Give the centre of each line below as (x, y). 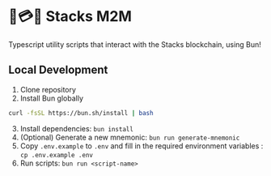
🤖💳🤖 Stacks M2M (70, 17)
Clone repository (48, 89)
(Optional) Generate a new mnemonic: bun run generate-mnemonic (130, 137)
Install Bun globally (51, 98)
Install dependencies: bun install (76, 128)
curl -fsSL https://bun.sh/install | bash (81, 113)
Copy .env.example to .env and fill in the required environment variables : (142, 146)
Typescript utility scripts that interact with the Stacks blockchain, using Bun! (135, 44)
